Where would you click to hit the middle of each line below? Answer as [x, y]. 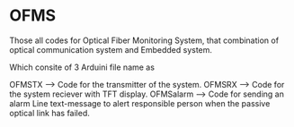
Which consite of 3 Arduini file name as [82, 67]
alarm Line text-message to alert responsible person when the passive [140, 103]
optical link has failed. [49, 113]
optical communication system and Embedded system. [111, 49]
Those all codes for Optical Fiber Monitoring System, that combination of [144, 40]
